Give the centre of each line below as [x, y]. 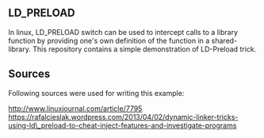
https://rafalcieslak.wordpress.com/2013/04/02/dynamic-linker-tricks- [123, 117]
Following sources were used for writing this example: [96, 93]
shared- [224, 40]
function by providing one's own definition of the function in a [109, 40]
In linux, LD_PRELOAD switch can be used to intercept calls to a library [123, 32]
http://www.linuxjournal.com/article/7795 [75, 108]
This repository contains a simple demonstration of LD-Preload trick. [145, 49]
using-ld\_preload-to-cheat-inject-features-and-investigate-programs [122, 125]
